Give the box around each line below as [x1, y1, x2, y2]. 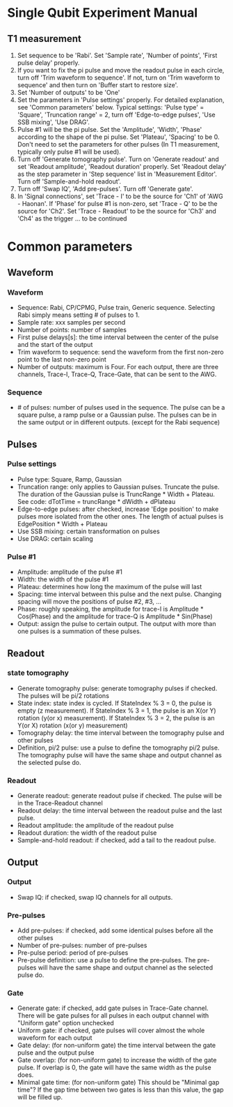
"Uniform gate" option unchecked [17, 1019, 115, 1027]
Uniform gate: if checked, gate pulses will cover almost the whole [17, 1026, 205, 1034]
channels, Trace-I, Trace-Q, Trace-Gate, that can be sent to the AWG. [17, 370, 217, 378]
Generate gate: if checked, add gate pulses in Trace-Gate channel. [17, 1004, 209, 1013]
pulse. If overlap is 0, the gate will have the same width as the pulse [17, 1063, 211, 1072]
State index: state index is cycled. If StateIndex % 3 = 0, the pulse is [17, 699, 212, 707]
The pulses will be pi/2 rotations [17, 691, 110, 699]
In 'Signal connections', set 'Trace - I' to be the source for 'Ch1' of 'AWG [17, 192, 224, 200]
